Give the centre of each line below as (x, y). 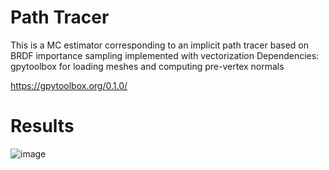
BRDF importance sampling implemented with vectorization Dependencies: (165, 55)
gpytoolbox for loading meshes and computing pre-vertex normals (147, 66)
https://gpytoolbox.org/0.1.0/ (69, 85)
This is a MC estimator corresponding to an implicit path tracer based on (160, 45)
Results (42, 126)
